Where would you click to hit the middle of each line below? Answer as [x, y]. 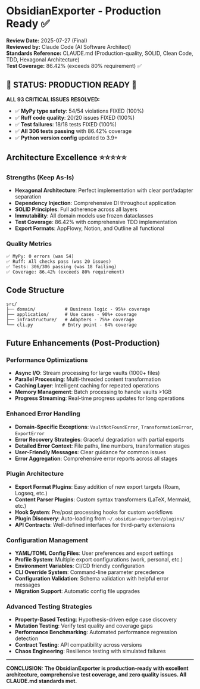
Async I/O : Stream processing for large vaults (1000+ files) [87, 373]
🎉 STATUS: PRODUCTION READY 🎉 [71, 85]
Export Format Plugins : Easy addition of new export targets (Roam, [97, 486]
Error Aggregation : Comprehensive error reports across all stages [96, 458]
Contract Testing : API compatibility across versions [78, 645]
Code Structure [35, 290]
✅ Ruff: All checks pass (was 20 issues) [59, 261]
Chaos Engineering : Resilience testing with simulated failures [90, 651]
